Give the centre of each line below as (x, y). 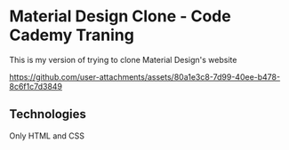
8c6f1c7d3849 (36, 86)
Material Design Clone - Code (120, 16)
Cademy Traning (72, 35)
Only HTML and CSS (47, 136)
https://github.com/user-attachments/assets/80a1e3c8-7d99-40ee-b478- (145, 76)
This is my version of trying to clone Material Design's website (123, 59)
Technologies (48, 114)
